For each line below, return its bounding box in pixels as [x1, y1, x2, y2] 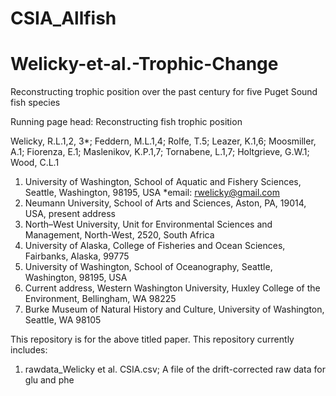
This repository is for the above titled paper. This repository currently [10, 333, 295, 346]
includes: [10, 344, 48, 356]
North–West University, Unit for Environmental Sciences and [24, 218, 273, 231]
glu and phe [24, 374, 75, 386]
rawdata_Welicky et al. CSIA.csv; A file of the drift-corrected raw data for [24, 363, 326, 376]
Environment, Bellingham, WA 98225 [24, 293, 177, 305]
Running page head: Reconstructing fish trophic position [10, 116, 243, 128]
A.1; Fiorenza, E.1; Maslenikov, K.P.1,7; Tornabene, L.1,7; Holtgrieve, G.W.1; [10, 146, 310, 158]
